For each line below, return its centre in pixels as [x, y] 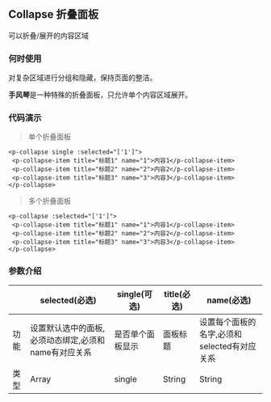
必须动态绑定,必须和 [68, 340]
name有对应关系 [61, 352]
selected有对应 [227, 346]
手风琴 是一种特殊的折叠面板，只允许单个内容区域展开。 [100, 95]
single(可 [134, 294]
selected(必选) [68, 300]
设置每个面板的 [227, 322]
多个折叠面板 [49, 201]
